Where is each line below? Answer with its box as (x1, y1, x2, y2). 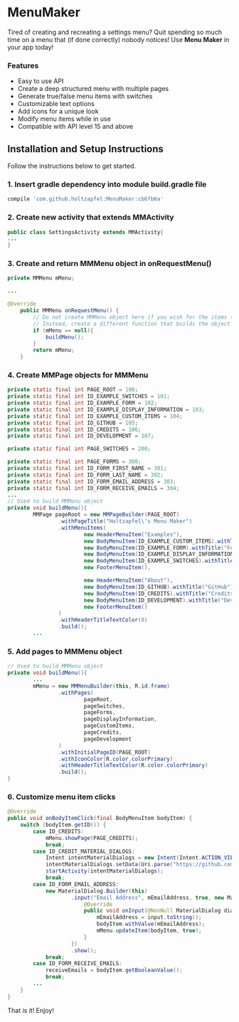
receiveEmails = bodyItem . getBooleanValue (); (45, 967, 183, 974)
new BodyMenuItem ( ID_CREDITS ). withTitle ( (83, 590, 208, 597)
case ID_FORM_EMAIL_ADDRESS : (33, 880, 119, 888)
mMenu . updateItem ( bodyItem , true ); (96, 927, 202, 935)
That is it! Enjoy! (7, 1006, 55, 1014)
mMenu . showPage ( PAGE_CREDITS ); (45, 834, 139, 841)
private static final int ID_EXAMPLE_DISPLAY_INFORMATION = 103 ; (7, 406, 205, 413)
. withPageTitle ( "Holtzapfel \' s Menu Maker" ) (58, 518, 193, 525)
